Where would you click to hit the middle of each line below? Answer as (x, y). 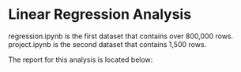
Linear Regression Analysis (100, 14)
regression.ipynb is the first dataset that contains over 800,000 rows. (121, 36)
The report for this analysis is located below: (81, 59)
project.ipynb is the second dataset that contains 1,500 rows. (107, 44)
